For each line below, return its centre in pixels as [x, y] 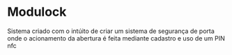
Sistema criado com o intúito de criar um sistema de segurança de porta [111, 31]
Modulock [37, 12]
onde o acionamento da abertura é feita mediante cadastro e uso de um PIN [116, 38]
